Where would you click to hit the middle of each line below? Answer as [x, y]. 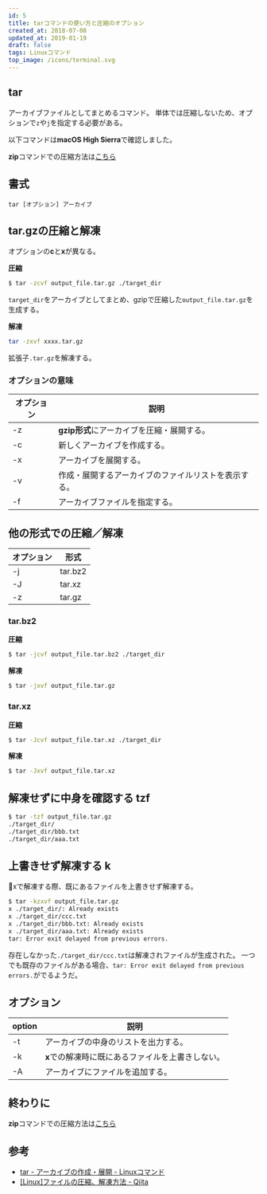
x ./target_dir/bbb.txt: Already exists [76, 924]
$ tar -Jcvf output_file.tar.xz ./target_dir [85, 740]
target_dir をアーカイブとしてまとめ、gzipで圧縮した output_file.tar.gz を [131, 300]
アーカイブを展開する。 [102, 461]
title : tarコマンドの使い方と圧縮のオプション [76, 23]
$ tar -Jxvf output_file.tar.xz [62, 771]
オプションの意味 [41, 380]
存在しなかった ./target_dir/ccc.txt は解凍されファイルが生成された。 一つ [132, 955]
